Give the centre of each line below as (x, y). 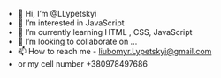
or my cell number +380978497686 (83, 64)
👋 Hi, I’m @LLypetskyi (57, 14)
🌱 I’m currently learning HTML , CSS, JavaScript (105, 32)
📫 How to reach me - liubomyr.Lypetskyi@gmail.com (114, 51)
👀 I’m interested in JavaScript (71, 23)
